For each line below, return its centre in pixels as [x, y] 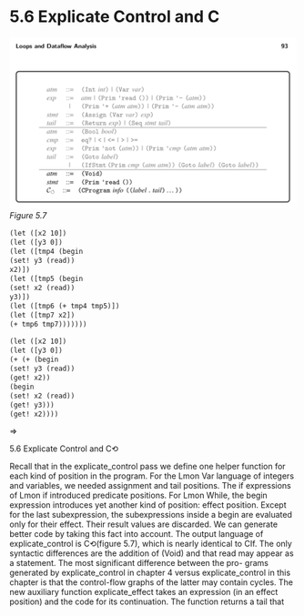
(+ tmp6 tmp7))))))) [49, 325]
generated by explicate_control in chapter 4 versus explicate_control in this [150, 573]
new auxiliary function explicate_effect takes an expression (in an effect [144, 592]
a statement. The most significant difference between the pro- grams [139, 563]
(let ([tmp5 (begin [46, 279]
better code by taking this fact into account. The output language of [137, 534]
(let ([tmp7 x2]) [42, 316]
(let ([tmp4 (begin [46, 252]
